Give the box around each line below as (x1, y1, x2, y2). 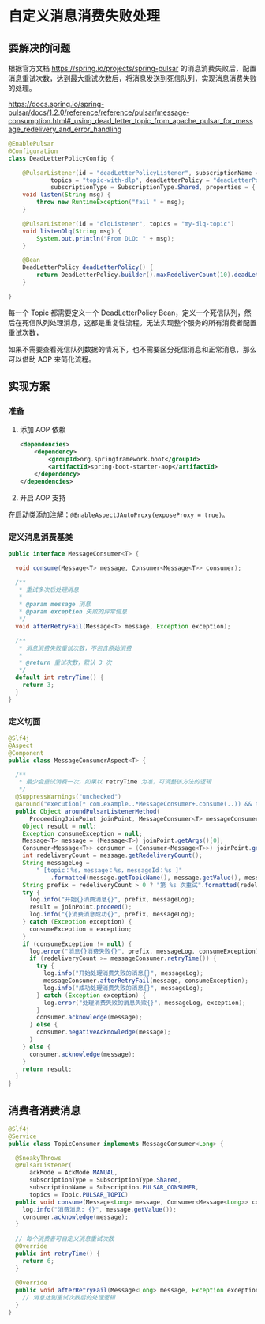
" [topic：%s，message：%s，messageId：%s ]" (36, 866, 183, 874)
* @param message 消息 (18, 601, 91, 609)
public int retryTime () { (15, 1250, 101, 1258)
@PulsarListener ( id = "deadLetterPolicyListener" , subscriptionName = (22, 169, 259, 176)
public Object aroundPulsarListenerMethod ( (15, 807, 160, 815)
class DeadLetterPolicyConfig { (8, 154, 114, 162)
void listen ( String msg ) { (22, 191, 111, 199)
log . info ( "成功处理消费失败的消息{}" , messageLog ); (43, 984, 203, 992)
